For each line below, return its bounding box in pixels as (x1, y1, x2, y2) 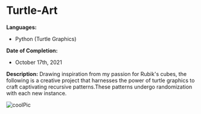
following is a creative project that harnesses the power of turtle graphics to (6, 77, 195, 84)
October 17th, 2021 (14, 59, 62, 66)
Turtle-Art (6, 4, 58, 17)
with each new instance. (6, 89, 67, 97)
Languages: (6, 24, 37, 31)
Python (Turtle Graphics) (14, 35, 77, 42)
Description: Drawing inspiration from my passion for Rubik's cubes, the (6, 70, 187, 77)
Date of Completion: (6, 46, 58, 54)
